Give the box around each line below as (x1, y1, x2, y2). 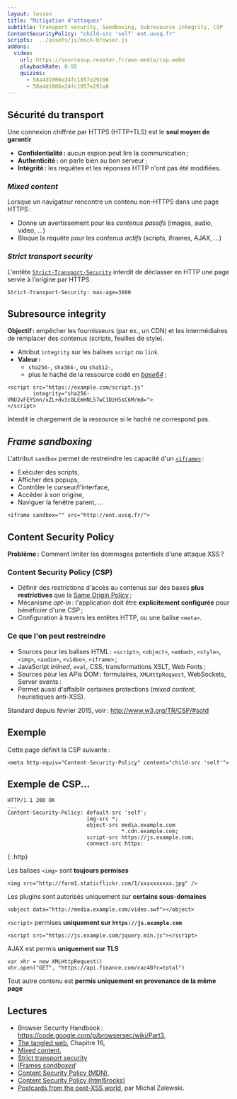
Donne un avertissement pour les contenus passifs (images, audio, (17, 219, 213, 227)
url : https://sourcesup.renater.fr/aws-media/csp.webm (20, 57, 185, 64)
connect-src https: (86, 840, 144, 847)
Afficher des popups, (17, 475, 80, 484)
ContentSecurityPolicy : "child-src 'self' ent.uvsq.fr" (7, 30, 175, 37)
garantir (7, 135, 32, 144)
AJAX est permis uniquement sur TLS (7, 945, 119, 953)
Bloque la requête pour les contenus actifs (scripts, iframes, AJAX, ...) (17, 234, 221, 243)
